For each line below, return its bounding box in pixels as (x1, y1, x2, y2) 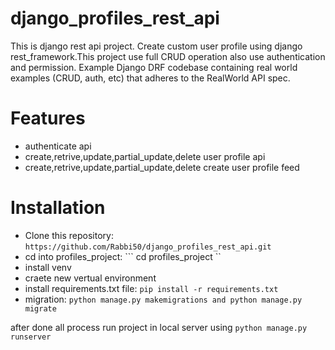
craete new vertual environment (24, 272, 157, 284)
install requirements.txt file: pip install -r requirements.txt (24, 282, 279, 294)
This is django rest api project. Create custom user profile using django (10, 40, 303, 52)
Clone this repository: (24, 229, 114, 241)
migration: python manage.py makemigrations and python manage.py (24, 293, 303, 305)
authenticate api (24, 140, 92, 152)
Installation (10, 197, 106, 219)
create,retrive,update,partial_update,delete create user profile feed (24, 161, 300, 173)
